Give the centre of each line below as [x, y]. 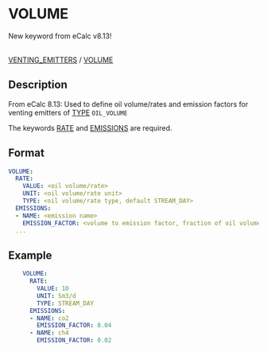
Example [30, 255]
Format [27, 153]
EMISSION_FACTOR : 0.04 [74, 326]
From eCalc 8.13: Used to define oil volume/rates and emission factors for [128, 104]
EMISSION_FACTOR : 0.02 [74, 340]
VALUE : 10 [53, 288]
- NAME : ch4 [49, 333]
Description [38, 85]
